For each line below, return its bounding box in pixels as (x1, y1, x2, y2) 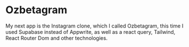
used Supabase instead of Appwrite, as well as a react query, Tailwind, (5, 28, 176, 35)
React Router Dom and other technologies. (5, 34, 108, 41)
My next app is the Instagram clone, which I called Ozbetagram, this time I (5, 22, 184, 29)
